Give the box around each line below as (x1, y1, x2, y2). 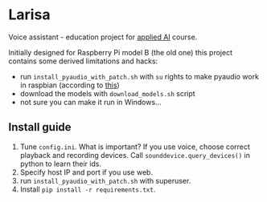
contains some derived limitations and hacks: (8, 56, 158, 66)
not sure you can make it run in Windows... (19, 97, 162, 107)
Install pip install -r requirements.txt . (19, 184, 156, 194)
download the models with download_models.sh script (19, 88, 195, 98)
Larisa (8, 6, 51, 24)
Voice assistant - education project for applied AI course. (8, 32, 198, 42)
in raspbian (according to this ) (19, 80, 121, 90)
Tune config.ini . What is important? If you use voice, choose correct (19, 142, 251, 151)
